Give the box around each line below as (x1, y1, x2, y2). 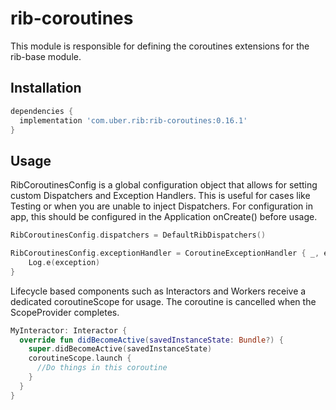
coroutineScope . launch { (28, 353, 132, 364)
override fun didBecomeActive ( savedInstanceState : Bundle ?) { (19, 335, 284, 345)
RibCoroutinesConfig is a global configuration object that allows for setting (10, 179, 318, 191)
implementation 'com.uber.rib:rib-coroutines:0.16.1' (19, 115, 248, 126)
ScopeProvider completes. (10, 306, 120, 318)
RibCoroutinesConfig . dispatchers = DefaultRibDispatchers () (10, 230, 267, 241)
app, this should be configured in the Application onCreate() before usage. (10, 211, 318, 223)
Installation (10, 80, 82, 97)
